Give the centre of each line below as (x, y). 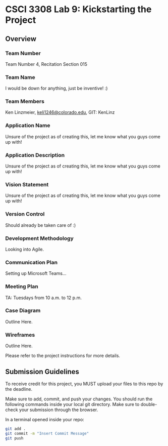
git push (14, 438)
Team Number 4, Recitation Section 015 (46, 64)
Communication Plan (32, 262)
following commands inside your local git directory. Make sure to (72, 404)
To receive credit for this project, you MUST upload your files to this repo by (84, 384)
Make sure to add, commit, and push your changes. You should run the (79, 399)
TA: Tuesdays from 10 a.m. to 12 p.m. (43, 298)
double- (149, 404)
